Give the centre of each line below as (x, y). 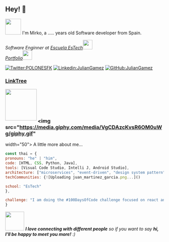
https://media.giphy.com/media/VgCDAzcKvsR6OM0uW (91, 128)
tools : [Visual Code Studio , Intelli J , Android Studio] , (67, 168)
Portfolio (14, 58)
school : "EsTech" (23, 186)
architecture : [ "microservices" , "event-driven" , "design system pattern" (85, 172)
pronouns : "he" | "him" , (31, 159)
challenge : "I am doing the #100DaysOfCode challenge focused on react (82, 200)
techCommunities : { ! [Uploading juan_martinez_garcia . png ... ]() (73, 177)
